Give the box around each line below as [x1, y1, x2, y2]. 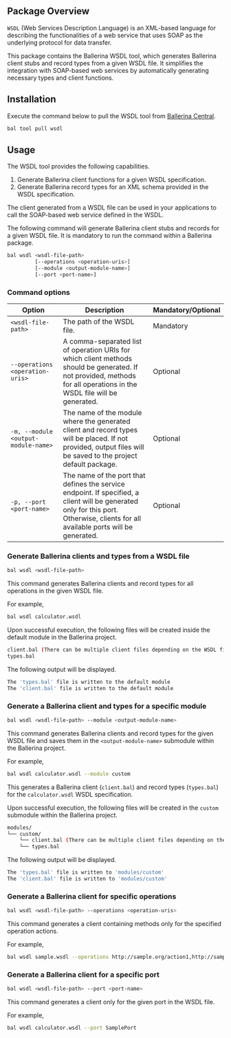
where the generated [63, 417, 131, 426]
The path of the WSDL [63, 317, 135, 327]
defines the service [63, 479, 125, 489]
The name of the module [63, 408, 142, 418]
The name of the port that [63, 471, 146, 481]
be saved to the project [63, 451, 137, 461]
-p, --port [10, 498, 46, 506]
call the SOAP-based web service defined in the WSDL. [7, 211, 164, 219]
